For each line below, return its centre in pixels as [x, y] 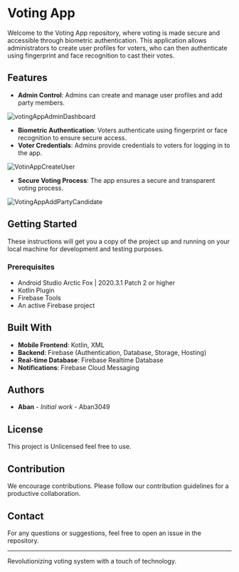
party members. [41, 102]
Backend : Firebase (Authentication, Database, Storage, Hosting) [112, 352]
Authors [26, 390]
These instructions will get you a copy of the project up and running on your [118, 241]
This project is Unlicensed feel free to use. [69, 447]
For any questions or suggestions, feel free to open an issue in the [104, 533]
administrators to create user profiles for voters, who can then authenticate [117, 48]
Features [27, 78]
